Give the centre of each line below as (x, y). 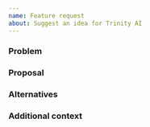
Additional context (46, 116)
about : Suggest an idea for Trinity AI (75, 23)
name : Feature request (46, 16)
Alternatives (33, 95)
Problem (25, 51)
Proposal (26, 73)
